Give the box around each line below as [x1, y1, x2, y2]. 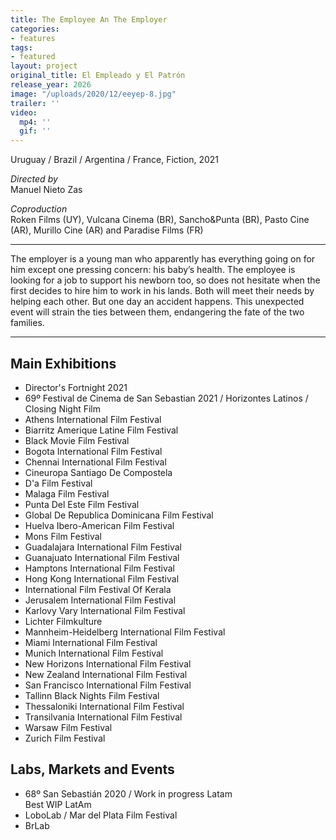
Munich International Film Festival [24, 647, 164, 659]
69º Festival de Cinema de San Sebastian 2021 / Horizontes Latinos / [24, 392, 309, 404]
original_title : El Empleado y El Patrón [10, 71, 186, 81]
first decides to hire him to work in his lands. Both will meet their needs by [10, 285, 315, 297]
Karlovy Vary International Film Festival [24, 604, 186, 616]
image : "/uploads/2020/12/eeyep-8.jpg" [10, 89, 177, 99]
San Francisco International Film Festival [24, 679, 192, 691]
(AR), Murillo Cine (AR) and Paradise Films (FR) [10, 224, 204, 236]
